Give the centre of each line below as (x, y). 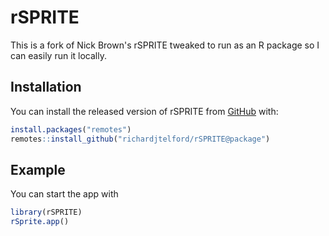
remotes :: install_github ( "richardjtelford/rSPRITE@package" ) (140, 139)
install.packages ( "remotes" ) (71, 129)
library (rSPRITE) (46, 212)
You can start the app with (64, 194)
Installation (46, 87)
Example (38, 169)
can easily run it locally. (58, 55)
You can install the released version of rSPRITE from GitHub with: (144, 111)
